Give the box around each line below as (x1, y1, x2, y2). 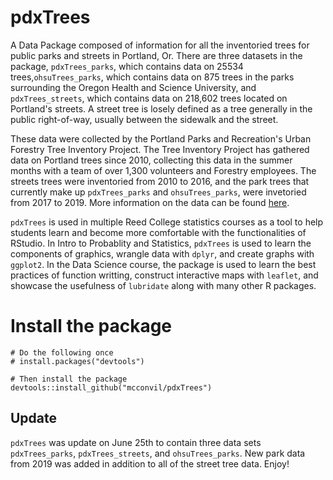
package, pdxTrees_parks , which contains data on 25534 (10, 60, 244, 72)
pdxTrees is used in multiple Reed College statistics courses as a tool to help (10, 216, 324, 228)
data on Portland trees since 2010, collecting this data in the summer (10, 154, 293, 166)
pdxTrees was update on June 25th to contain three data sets (10, 436, 262, 448)
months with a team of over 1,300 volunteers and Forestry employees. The (10, 164, 317, 176)
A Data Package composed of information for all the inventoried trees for (10, 39, 310, 51)
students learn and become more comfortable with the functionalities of (10, 226, 307, 238)
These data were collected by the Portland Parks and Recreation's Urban (10, 132, 312, 145)
